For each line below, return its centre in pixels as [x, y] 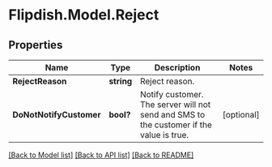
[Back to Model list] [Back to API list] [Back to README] [101, 155]
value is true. [165, 135]
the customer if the [176, 125]
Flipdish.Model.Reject [84, 15]
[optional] [241, 115]
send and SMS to [173, 115]
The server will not [176, 105]
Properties [36, 45]
